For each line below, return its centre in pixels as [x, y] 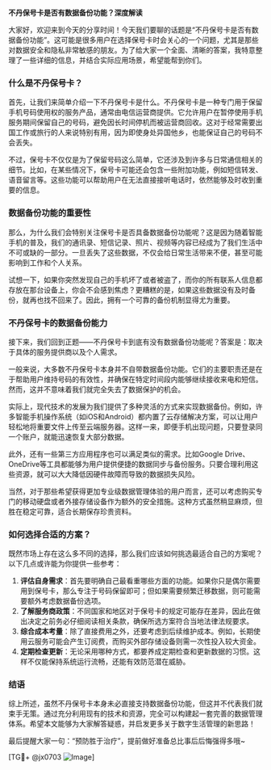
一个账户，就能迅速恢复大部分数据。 [69, 436]
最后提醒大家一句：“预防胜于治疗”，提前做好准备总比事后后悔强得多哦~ [127, 741]
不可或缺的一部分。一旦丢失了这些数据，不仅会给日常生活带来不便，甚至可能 [135, 252]
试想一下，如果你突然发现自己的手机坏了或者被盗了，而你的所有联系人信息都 [135, 280]
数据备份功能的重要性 [50, 213]
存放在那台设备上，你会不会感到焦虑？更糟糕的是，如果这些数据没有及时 [128, 289]
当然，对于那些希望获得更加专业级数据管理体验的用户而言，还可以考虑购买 [132, 491]
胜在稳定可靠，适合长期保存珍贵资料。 [72, 511]
